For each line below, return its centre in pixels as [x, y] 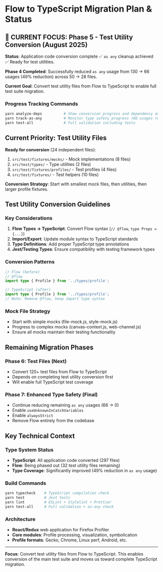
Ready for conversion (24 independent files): [50, 149]
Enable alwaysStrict [33, 415]
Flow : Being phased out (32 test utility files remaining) [66, 465]
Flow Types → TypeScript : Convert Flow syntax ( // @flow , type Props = [84, 229]
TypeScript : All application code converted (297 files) [66, 460]
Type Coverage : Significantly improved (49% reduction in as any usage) [84, 470]
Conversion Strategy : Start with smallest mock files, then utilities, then [76, 184]
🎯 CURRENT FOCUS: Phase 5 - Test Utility [69, 37]
